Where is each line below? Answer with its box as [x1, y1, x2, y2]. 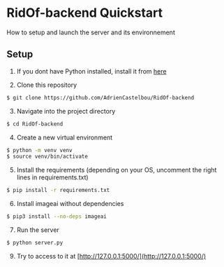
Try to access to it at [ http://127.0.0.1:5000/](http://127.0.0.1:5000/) [16, 252, 207, 260]
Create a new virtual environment [16, 133, 113, 142]
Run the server [16, 226, 60, 234]
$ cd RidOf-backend [6, 121, 64, 128]
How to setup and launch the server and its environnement [6, 28, 175, 36]
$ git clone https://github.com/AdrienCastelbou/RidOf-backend [6, 94, 195, 101]
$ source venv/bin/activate [6, 153, 89, 160]
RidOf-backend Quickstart [6, 5, 163, 21]
